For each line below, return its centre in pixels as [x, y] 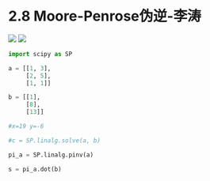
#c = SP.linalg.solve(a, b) [55, 140]
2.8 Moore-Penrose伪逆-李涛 [105, 16]
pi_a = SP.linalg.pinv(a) [51, 155]
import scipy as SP [40, 54]
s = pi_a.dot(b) [35, 169]
